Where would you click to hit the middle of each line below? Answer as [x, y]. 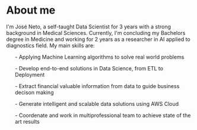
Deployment [30, 74]
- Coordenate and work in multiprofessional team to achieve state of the [103, 115]
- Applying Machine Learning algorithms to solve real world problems [99, 57]
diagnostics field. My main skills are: [50, 45]
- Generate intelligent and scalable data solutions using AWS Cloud [97, 103]
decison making [34, 92]
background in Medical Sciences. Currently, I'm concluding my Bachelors [96, 32]
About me [31, 10]
